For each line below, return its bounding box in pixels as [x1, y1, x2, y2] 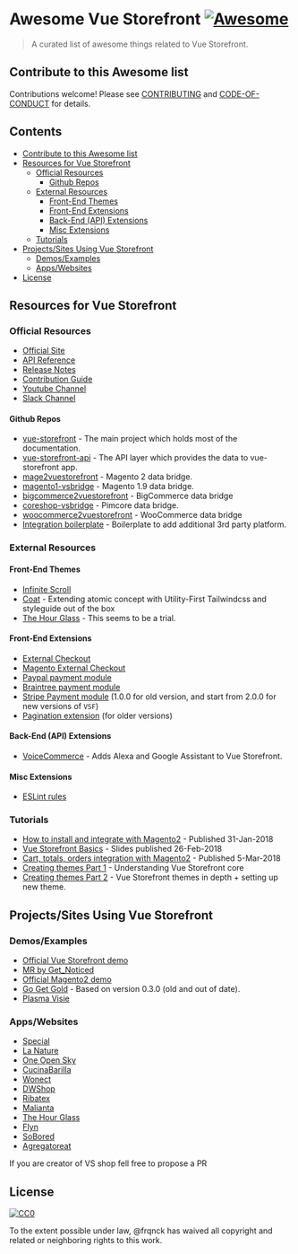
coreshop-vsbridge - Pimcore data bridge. [21, 500, 179, 511]
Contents [9, 124, 63, 139]
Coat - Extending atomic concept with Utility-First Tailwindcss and [21, 593, 267, 604]
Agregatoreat [21, 1141, 72, 1152]
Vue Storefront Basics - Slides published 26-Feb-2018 [21, 844, 222, 855]
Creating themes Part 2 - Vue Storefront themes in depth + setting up [21, 872, 279, 883]
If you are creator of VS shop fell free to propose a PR [9, 1158, 208, 1169]
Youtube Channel [21, 383, 87, 394]
